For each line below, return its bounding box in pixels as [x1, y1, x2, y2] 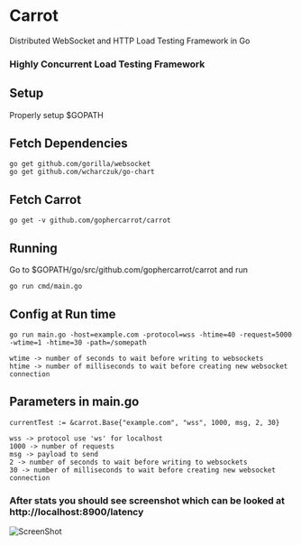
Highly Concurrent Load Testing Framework [9, 58, 205, 70]
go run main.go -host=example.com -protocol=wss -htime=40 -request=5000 [9, 330, 293, 339]
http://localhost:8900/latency [9, 505, 144, 518]
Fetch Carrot [9, 191, 82, 208]
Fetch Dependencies [9, 136, 128, 152]
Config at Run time [9, 306, 116, 321]
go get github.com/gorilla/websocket [9, 160, 151, 169]
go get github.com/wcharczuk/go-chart [9, 168, 155, 177]
